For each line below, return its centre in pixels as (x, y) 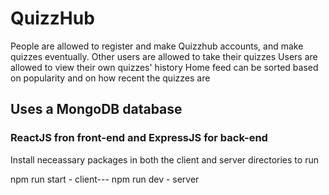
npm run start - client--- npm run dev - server (105, 179)
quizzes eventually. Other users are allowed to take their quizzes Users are (164, 56)
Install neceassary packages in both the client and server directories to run (164, 159)
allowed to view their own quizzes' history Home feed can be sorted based (164, 67)
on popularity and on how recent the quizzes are (110, 78)
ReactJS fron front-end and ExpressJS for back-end (139, 138)
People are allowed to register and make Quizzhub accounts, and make (157, 46)
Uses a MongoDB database (96, 109)
